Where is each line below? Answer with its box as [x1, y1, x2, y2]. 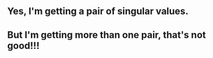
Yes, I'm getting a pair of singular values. [7, 6, 189, 17]
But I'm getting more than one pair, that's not [7, 29, 206, 41]
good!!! [7, 39, 40, 51]
